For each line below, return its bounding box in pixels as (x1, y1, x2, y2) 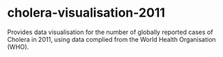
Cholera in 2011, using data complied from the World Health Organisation (7, 35, 216, 43)
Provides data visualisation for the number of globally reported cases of (7, 28, 214, 36)
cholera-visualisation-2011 (7, 5, 166, 21)
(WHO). (7, 42, 29, 51)
